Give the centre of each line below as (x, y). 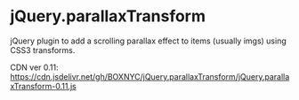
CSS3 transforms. (43, 50)
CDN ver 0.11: (34, 67)
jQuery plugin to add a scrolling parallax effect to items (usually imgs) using (149, 41)
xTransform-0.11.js (43, 86)
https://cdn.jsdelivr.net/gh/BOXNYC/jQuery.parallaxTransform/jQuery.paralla (150, 76)
